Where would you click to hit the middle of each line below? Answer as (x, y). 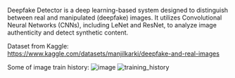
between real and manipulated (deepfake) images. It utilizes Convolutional (115, 18)
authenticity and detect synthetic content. (68, 32)
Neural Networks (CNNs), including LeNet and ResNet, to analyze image (112, 25)
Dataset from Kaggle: (38, 46)
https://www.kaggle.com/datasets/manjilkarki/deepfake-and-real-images (114, 53)
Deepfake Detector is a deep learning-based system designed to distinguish (118, 10)
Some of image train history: (49, 67)
